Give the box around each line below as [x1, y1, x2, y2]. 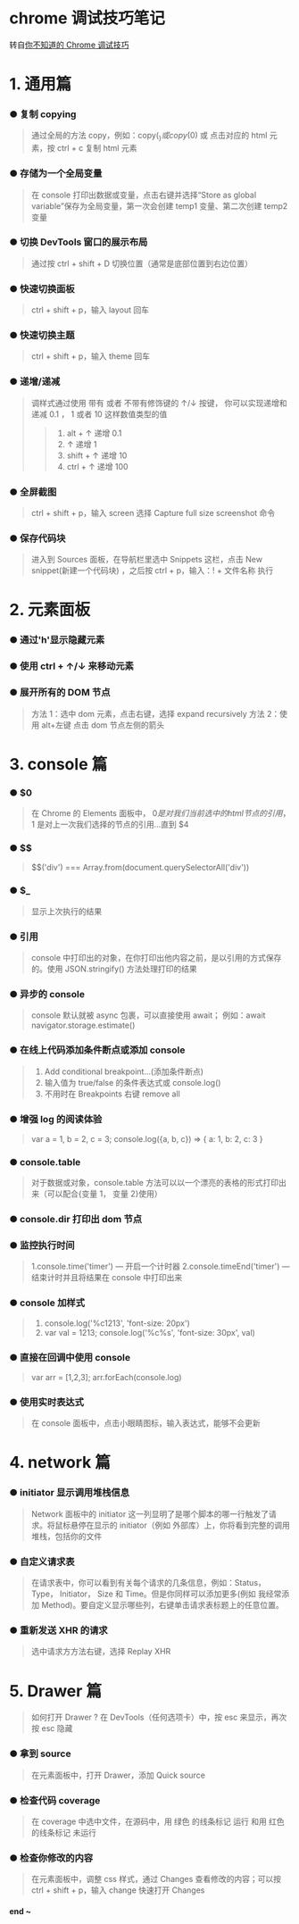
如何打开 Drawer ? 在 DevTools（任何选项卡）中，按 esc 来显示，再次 [30, 1712, 287, 1723]
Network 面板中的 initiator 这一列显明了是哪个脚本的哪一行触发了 [30, 1508, 270, 1519]
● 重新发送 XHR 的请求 [9, 1624, 109, 1637]
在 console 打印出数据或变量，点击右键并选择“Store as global [30, 189, 257, 200]
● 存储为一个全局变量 [9, 167, 103, 179]
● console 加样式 [9, 1296, 85, 1309]
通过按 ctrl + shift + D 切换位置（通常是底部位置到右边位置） [30, 258, 253, 269]
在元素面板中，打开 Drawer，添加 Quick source [30, 1770, 205, 1780]
